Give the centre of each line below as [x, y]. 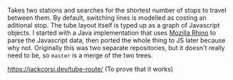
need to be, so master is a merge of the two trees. [80, 55]
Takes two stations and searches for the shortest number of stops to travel [117, 10]
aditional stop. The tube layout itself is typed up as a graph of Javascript [114, 25]
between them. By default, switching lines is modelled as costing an [107, 18]
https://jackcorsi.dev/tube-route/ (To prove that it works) [90, 69]
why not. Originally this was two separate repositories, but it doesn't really [116, 48]
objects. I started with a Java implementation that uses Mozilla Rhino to [112, 33]
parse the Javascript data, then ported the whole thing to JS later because [116, 40]
